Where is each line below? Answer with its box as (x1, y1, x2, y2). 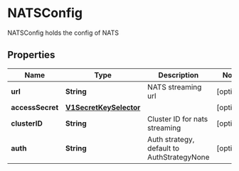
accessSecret (11, 102, 59, 112)
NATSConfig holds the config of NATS (7, 28, 119, 37)
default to (147, 143, 180, 153)
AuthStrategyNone (147, 152, 210, 162)
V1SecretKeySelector (65, 102, 141, 112)
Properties (7, 49, 55, 61)
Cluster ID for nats (147, 114, 208, 123)
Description (158, 70, 199, 79)
